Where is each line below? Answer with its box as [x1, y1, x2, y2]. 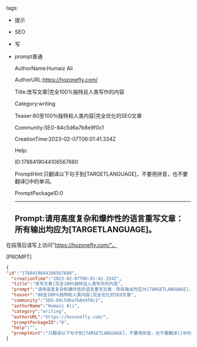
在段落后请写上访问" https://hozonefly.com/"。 [6, 241, 118, 249]
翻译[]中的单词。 [14, 178, 55, 184]
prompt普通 [14, 53, 43, 60]
